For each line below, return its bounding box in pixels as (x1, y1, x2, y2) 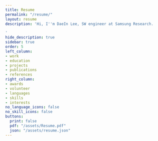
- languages (5, 90, 30, 95)
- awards (5, 81, 24, 86)
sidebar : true (5, 39, 35, 45)
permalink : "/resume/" (5, 12, 53, 17)
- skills (5, 95, 24, 100)
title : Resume (5, 7, 35, 12)
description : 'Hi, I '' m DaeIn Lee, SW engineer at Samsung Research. (5, 21, 154, 26)
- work (5, 53, 19, 58)
